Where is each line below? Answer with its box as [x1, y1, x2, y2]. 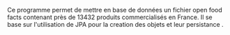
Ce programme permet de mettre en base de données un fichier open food [7, 6, 223, 14]
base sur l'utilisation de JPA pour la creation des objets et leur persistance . [7, 21, 224, 28]
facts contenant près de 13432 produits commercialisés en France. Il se [7, 13, 213, 21]
